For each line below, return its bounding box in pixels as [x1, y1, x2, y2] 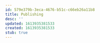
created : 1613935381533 [5, 26, 55, 31]
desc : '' [5, 16, 23, 21]
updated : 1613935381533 [5, 21, 55, 26]
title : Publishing [5, 12, 43, 17]
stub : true [5, 30, 28, 35]
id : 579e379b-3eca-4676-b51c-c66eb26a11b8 [5, 7, 95, 12]
